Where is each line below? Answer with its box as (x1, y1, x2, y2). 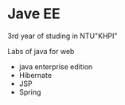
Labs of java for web (7, 46, 75, 56)
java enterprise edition (18, 61, 93, 72)
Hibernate (18, 70, 53, 80)
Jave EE (7, 5, 61, 23)
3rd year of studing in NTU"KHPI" (7, 31, 118, 41)
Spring (18, 87, 41, 96)
